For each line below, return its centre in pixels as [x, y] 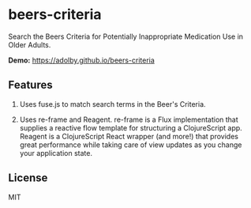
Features [30, 85]
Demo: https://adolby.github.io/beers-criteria [82, 60]
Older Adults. [30, 44]
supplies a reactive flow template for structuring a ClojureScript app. [131, 127]
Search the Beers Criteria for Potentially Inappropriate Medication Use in [126, 36]
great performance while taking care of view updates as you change [131, 145]
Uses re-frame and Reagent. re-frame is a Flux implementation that [129, 119]
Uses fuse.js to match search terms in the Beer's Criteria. [113, 104]
